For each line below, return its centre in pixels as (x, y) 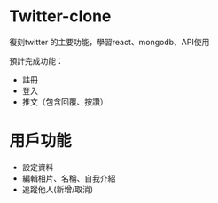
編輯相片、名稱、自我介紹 (69, 178)
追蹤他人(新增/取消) (58, 189)
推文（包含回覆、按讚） (65, 101)
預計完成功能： (36, 60)
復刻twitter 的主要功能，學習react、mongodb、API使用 (109, 42)
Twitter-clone (60, 16)
